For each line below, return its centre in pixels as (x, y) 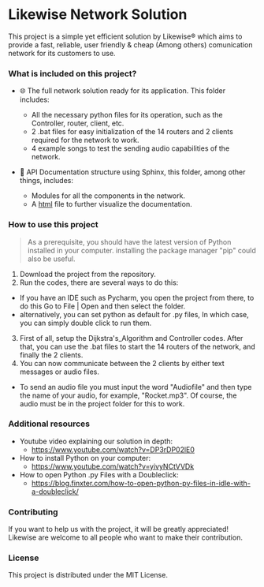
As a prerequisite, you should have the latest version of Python (129, 241)
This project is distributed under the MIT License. (88, 575)
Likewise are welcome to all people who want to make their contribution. (125, 537)
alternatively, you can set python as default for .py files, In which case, (134, 314)
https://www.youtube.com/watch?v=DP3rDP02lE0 (113, 449)
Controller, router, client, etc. (78, 123)
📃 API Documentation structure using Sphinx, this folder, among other (132, 172)
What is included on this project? (73, 73)
